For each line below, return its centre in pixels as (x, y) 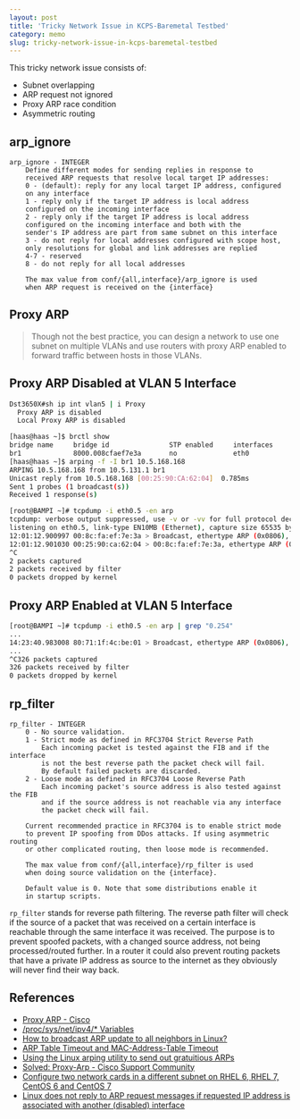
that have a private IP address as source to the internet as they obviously (143, 960)
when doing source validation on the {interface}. (121, 872)
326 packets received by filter (69, 668)
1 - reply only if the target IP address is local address (137, 202)
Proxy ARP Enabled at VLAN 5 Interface (121, 606)
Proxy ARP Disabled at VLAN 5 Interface (123, 384)
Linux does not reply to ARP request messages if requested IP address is (156, 1095)
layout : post (33, 17)
